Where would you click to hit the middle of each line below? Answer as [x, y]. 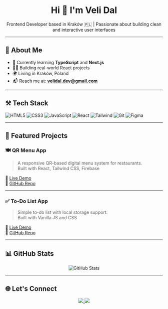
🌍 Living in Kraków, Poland [40, 73]
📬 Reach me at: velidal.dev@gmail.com [55, 81]
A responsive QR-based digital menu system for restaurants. [80, 163]
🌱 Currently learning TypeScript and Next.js [58, 62]
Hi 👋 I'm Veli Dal [84, 10]
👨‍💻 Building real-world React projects [51, 68]
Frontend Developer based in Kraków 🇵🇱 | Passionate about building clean [84, 24]
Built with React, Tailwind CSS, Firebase [58, 169]
